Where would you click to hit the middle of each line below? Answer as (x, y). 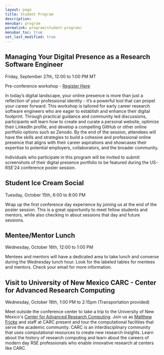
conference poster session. (48, 167)
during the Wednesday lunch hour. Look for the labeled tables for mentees (80, 262)
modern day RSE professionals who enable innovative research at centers (80, 343)
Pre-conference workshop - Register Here (48, 86)
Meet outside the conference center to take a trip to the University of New (80, 312)
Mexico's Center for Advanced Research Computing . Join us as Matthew (79, 317)
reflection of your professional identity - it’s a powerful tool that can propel (80, 101)
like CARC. (16, 348)
